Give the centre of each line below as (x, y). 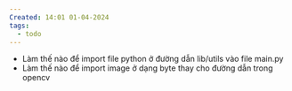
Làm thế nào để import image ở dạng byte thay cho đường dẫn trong (147, 68)
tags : (19, 26)
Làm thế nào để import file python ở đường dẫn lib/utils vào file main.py (153, 59)
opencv (36, 78)
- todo (29, 34)
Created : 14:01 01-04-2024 (59, 17)
